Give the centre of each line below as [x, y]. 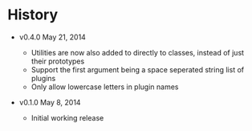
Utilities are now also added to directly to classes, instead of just [138, 52]
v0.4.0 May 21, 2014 [52, 37]
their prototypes [58, 61]
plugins [43, 78]
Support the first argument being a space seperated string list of [138, 69]
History [33, 15]
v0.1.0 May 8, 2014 [50, 102]
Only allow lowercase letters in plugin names [105, 87]
